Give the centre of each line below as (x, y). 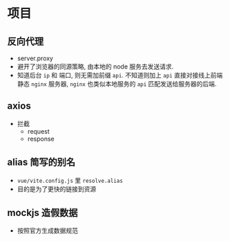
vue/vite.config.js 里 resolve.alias (70, 180)
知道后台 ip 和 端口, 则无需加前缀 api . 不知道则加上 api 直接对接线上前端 (120, 75)
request (38, 131)
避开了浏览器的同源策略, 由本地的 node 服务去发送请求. (95, 66)
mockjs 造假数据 (42, 213)
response (41, 139)
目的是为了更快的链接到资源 (57, 189)
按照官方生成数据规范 (47, 231)
